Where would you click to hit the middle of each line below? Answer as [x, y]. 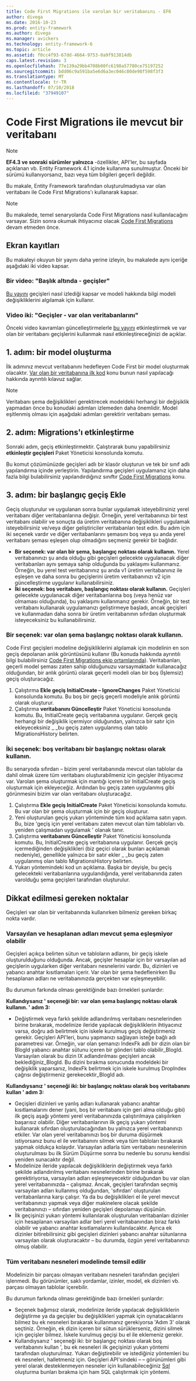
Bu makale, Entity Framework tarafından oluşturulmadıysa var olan [86, 185]
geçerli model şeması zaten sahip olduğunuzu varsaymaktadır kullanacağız [97, 666]
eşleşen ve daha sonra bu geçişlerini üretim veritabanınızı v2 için [92, 576]
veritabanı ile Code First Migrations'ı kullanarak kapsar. [72, 192]
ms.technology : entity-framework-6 [49, 44]
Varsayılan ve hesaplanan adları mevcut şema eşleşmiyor [90, 933]
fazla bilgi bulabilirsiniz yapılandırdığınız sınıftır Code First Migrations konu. [96, 476]
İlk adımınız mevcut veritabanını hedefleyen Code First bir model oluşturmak [98, 366]
